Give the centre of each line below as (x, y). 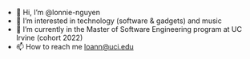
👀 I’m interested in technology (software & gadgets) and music (119, 21)
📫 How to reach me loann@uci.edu (75, 47)
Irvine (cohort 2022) (49, 37)
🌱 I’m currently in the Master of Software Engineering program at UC (129, 29)
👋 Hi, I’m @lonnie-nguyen (58, 12)
